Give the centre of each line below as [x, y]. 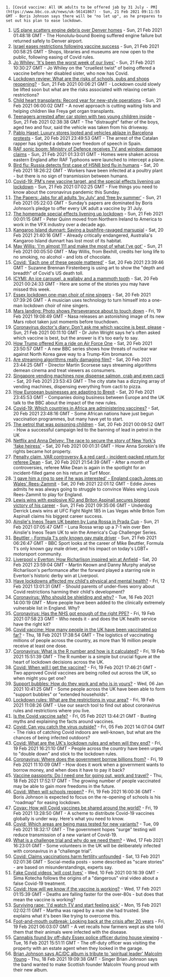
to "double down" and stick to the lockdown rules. [65, 754]
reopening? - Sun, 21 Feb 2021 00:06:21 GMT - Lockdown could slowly [87, 84]
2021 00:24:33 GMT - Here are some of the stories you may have [81, 284]
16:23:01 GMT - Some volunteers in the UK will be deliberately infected [87, 846]
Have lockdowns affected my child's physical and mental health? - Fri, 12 [89, 581]
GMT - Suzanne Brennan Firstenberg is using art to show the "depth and [89, 268]
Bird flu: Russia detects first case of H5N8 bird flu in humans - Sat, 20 [86, 165]
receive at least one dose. [40, 646]
